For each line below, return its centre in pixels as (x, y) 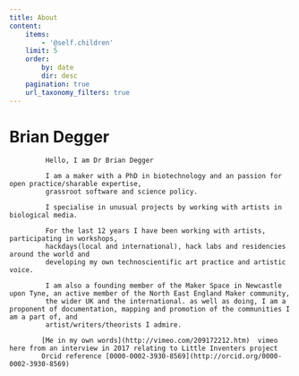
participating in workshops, (64, 239)
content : (26, 26)
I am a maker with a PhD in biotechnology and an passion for (163, 176)
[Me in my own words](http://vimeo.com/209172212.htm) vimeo (160, 341)
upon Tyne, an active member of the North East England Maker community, (150, 294)
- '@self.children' (78, 43)
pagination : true (58, 84)
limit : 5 (42, 51)
